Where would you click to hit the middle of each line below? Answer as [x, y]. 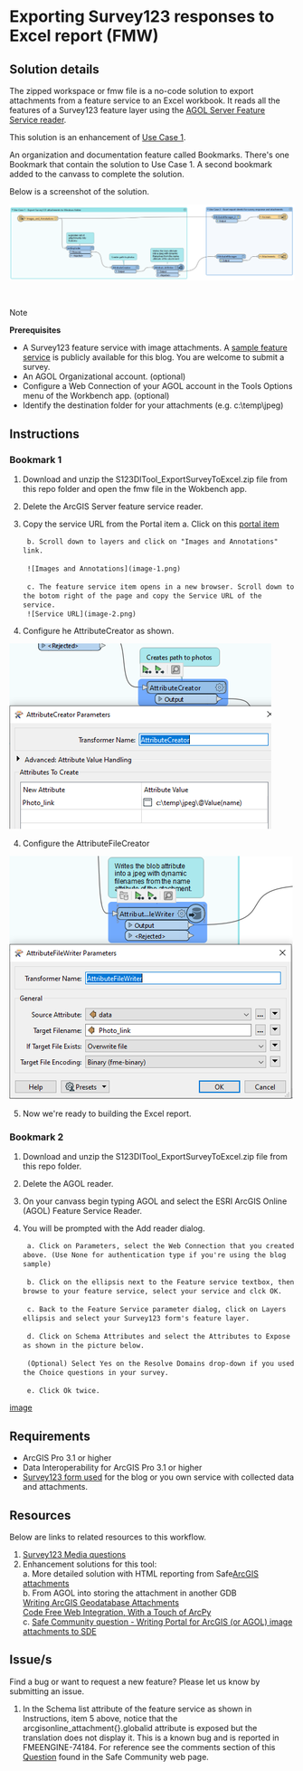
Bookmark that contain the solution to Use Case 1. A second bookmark [141, 164]
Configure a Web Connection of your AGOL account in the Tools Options [157, 386]
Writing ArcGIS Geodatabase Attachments [100, 1602]
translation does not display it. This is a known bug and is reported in [151, 1738]
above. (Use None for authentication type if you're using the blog [154, 1255]
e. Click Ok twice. [63, 1391]
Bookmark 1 [36, 459]
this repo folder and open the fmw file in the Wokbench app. [134, 489]
